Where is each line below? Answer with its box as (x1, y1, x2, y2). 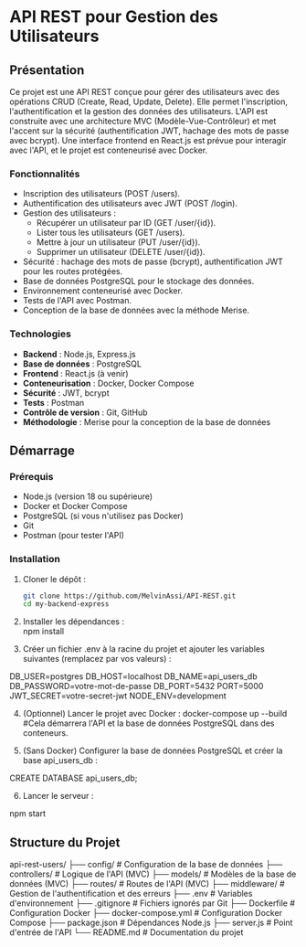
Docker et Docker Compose (22, 501, 128, 512)
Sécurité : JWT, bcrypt (22, 387, 110, 399)
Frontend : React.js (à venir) (22, 367, 130, 378)
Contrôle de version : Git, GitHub (22, 407, 148, 418)
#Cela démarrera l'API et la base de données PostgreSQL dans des (22, 718, 275, 729)
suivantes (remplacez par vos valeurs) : (22, 654, 172, 665)
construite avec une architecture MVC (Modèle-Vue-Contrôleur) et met (9, 116, 277, 126)
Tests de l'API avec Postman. (22, 295, 132, 306)
